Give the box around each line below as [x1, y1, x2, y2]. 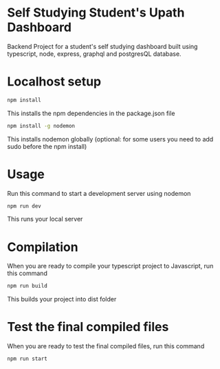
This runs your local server [7, 215, 83, 223]
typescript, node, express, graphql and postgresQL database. [7, 50, 181, 58]
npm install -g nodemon [7, 122, 76, 129]
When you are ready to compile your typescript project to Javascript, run [7, 262, 214, 270]
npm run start [7, 355, 48, 363]
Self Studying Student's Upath [7, 5, 185, 21]
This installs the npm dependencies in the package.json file [7, 109, 175, 117]
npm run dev [7, 202, 41, 210]
